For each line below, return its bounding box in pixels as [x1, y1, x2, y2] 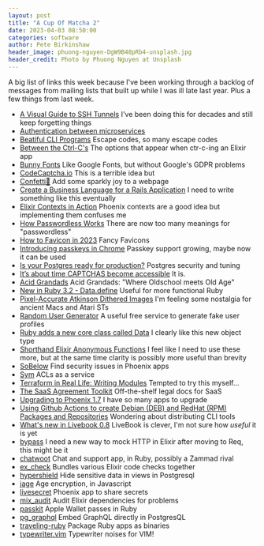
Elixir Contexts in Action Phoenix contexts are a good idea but [19, 201, 221, 211]
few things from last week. [8, 94, 95, 104]
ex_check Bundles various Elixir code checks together [19, 461, 195, 471]
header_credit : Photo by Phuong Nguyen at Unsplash [8, 56, 181, 64]
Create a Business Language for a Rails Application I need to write [19, 185, 235, 194]
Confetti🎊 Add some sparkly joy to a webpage [19, 176, 169, 186]
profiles [19, 319, 45, 329]
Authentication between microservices [19, 126, 146, 135]
